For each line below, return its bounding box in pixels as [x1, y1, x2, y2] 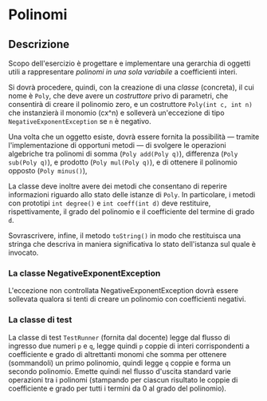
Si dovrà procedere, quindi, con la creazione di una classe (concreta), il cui [8, 82, 255, 92]
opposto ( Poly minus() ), [8, 166, 88, 175]
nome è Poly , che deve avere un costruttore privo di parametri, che [8, 91, 229, 101]
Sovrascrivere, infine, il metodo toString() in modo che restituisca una [8, 231, 241, 240]
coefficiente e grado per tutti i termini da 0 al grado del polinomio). [8, 383, 227, 393]
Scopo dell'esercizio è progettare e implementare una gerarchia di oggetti [8, 58, 251, 68]
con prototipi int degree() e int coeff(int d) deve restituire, [8, 198, 211, 208]
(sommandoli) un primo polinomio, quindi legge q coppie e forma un [8, 358, 231, 367]
